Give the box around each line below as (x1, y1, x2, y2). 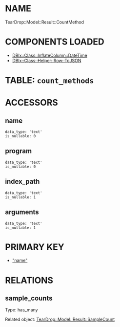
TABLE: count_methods (5, 75, 94, 86)
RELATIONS (5, 275, 54, 286)
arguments (5, 208, 39, 217)
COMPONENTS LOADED (5, 36, 105, 47)
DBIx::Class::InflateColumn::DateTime (12, 52, 88, 58)
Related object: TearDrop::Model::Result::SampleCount (5, 316, 115, 323)
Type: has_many (5, 307, 38, 313)
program (5, 147, 32, 155)
